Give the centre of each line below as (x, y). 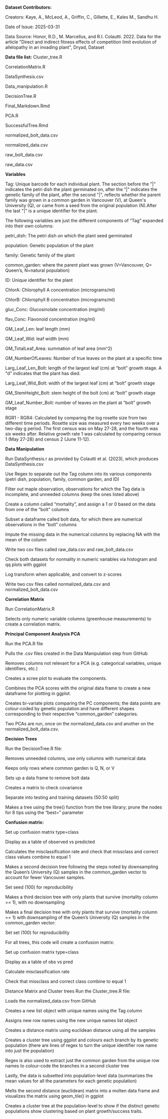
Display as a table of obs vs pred (39, 962)
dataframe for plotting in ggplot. (38, 693)
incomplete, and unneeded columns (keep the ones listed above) (72, 494)
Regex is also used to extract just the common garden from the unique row (82, 1060)
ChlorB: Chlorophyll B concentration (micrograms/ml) (60, 300)
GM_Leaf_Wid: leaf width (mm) (37, 339)
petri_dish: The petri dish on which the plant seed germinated (69, 236)
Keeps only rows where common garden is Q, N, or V (60, 768)
